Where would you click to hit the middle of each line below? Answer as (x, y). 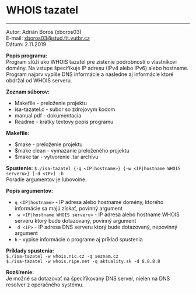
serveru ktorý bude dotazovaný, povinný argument (75, 220)
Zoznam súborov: (28, 92)
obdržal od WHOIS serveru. (39, 80)
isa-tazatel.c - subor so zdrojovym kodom (65, 109)
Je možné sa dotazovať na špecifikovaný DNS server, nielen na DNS (88, 278)
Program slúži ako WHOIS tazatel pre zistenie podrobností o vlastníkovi (91, 61)
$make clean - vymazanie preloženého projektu (72, 150)
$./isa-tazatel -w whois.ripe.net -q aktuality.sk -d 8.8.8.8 (83, 261)
